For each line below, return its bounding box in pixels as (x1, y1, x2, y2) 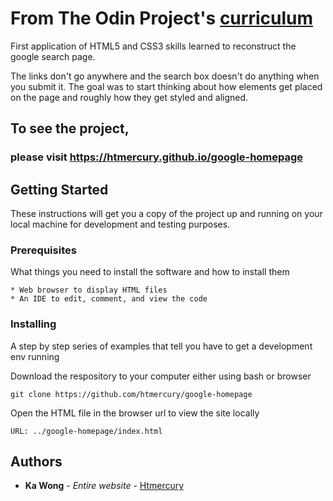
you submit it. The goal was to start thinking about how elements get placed (10, 80, 323, 92)
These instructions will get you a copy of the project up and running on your (10, 208, 323, 220)
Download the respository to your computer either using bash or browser (10, 370, 312, 382)
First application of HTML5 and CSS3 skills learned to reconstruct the (10, 40, 297, 52)
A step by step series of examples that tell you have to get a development (10, 340, 313, 352)
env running (10, 350, 60, 362)
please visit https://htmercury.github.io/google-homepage (10, 150, 304, 164)
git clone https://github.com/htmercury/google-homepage (10, 389, 253, 399)
